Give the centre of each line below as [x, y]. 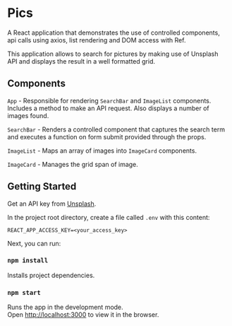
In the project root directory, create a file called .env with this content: [109, 217]
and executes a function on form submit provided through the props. [107, 136]
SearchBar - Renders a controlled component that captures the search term [116, 129]
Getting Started [42, 186]
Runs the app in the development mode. [65, 307]
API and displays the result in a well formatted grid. [81, 61]
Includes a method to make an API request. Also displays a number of [108, 108]
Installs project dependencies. [51, 275]
